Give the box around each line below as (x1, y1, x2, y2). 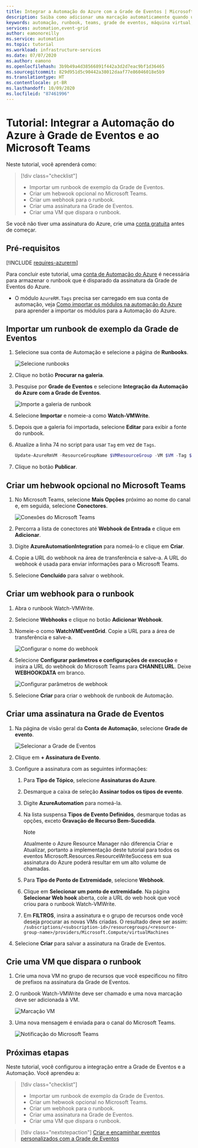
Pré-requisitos (6, 243, 61, 253)
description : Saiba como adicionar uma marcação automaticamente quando (6, 14, 189, 20)
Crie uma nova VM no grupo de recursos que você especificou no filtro (14, 972, 188, 979)
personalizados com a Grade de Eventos (20, 1135, 120, 1142)
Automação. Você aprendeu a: (6, 1070, 80, 1077)
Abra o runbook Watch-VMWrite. (14, 605, 94, 612)
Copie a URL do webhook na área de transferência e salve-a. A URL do (14, 555, 187, 561)
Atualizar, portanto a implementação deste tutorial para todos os (23, 846, 180, 853)
